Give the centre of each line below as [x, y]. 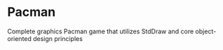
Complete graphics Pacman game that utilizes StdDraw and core [101, 31]
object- [206, 31]
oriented [19, 38]
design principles [58, 38]
